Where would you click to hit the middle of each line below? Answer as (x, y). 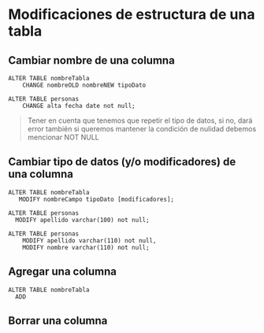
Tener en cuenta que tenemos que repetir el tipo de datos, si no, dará (140, 120)
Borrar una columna (58, 321)
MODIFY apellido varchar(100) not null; (82, 220)
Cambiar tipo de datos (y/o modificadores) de (122, 162)
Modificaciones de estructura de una (132, 15)
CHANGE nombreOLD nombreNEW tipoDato (84, 85)
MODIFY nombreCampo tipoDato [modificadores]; (97, 199)
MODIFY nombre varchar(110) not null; (86, 247)
